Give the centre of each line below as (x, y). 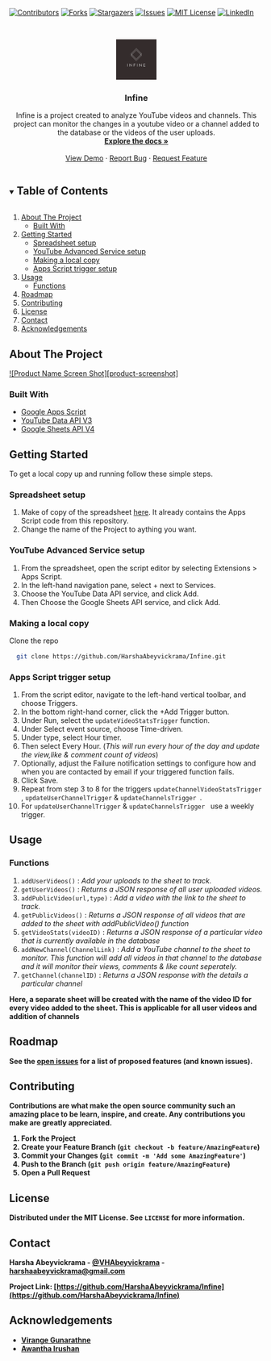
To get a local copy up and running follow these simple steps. (111, 474)
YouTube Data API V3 (56, 420)
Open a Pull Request (56, 1173)
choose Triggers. (49, 703)
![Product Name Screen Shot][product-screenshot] (94, 373)
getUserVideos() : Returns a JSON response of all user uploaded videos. (142, 889)
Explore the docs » (136, 141)
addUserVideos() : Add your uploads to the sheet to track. (116, 880)
